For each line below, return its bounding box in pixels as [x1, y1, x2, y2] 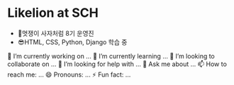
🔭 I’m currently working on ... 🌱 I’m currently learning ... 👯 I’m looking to [7, 51, 215, 60]
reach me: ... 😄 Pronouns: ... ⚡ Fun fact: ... [7, 70, 131, 79]
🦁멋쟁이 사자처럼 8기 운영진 [17, 29, 94, 37]
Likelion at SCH [7, 5, 99, 21]
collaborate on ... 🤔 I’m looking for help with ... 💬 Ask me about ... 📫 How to [7, 60, 227, 68]
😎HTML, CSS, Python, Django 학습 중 [17, 37, 128, 46]
